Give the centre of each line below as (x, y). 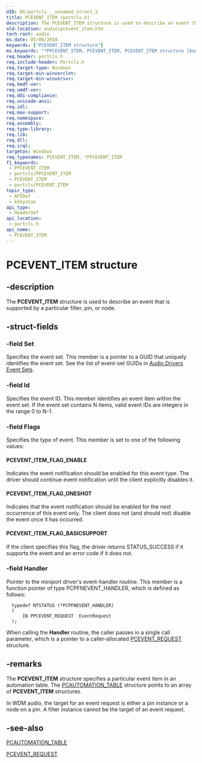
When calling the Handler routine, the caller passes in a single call (88, 632)
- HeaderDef (24, 213)
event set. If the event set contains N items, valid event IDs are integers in (97, 405)
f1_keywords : (23, 163)
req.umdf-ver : (24, 90)
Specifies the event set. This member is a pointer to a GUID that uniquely (96, 357)
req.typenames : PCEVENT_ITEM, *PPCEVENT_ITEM (64, 157)
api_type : (19, 207)
